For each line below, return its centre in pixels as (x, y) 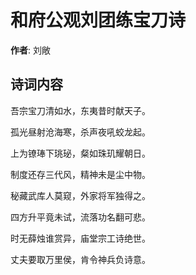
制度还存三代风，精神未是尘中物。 (80, 174)
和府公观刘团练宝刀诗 (98, 20)
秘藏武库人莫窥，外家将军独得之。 (80, 195)
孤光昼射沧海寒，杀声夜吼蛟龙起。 (80, 132)
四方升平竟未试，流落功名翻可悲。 (80, 217)
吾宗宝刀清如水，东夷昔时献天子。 (80, 110)
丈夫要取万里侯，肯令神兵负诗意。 (80, 259)
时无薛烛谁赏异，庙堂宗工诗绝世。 (80, 238)
